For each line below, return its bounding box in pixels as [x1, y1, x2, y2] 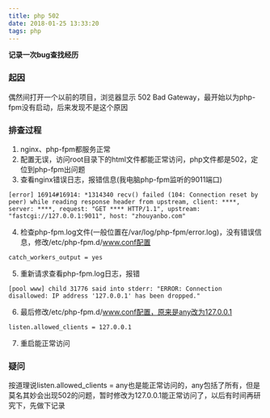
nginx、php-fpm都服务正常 [19, 144, 111, 154]
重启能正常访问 [19, 338, 70, 348]
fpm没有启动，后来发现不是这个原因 [8, 102, 129, 112]
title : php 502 [8, 11, 60, 20]
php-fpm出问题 [34, 164, 86, 174]
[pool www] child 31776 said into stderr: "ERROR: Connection [8, 285, 222, 293]
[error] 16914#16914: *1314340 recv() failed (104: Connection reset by [8, 191, 259, 199]
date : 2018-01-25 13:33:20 [8, 19, 99, 27]
